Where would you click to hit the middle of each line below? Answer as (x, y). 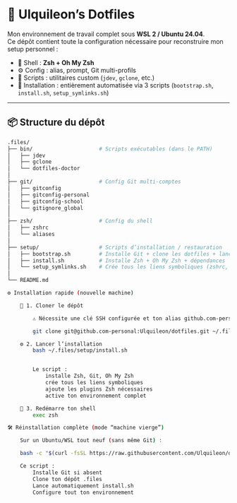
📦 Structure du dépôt (56, 123)
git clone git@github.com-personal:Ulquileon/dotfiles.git (121, 331)
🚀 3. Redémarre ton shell (58, 408)
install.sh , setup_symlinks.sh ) (63, 93)
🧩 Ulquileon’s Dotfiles (71, 14)
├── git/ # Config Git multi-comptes (94, 182)
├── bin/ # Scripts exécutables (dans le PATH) (110, 149)
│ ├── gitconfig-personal (49, 195)
